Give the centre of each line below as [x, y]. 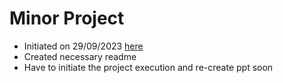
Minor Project [67, 18]
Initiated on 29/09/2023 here [83, 46]
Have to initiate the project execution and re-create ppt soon [148, 67]
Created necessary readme [80, 56]
